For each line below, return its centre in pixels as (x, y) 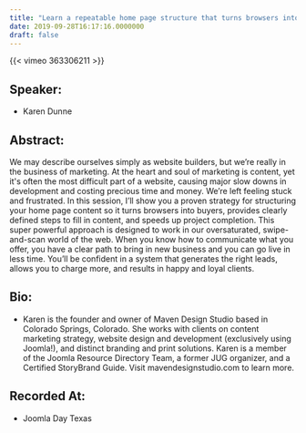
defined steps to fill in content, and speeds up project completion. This (142, 220)
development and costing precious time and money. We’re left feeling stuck (151, 191)
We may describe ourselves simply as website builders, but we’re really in (148, 162)
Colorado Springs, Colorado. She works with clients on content (141, 328)
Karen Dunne (47, 111)
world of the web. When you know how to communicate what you (170, 239)
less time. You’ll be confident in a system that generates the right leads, (143, 259)
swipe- (276, 230)
